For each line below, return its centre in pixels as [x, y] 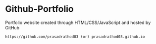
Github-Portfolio [39, 9]
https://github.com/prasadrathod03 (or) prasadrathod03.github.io [75, 37]
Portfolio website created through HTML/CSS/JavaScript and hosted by [78, 22]
